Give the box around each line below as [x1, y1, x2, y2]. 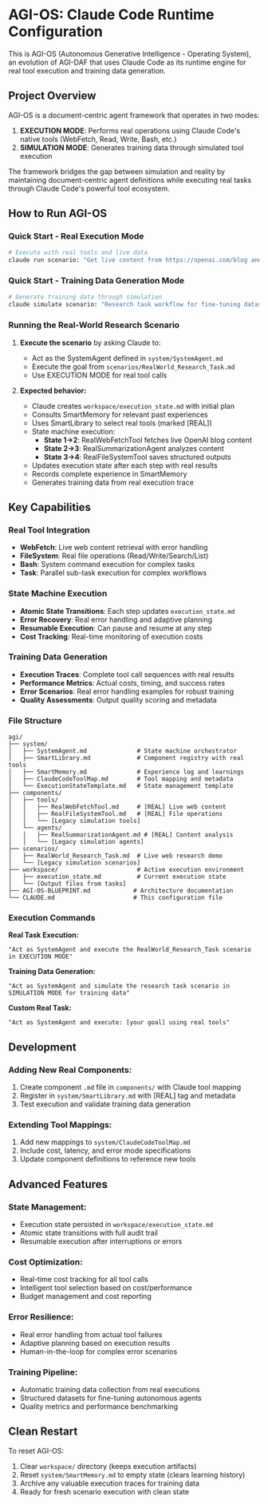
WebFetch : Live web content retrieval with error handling [19, 543, 208, 552]
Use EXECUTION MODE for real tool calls [31, 370, 167, 380]
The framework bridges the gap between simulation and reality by [8, 166, 226, 176]
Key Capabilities [8, 501, 92, 514]
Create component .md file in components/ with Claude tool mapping [19, 1082, 242, 1092]
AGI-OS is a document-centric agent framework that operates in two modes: [8, 110, 260, 120]
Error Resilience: [8, 1312, 74, 1323]
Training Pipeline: [8, 1367, 78, 1378]
